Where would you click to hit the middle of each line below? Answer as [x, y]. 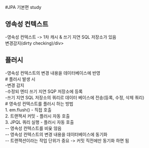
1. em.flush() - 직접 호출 [28, 110]
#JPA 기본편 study [23, 7]
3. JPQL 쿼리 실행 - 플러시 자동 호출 [40, 122]
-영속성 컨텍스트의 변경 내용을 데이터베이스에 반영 [53, 73]
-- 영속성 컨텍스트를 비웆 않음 [33, 128]
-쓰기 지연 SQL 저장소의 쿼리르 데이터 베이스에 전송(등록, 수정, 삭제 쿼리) [75, 97]
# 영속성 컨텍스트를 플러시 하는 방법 [39, 104]
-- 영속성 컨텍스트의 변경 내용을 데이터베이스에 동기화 [56, 134]
